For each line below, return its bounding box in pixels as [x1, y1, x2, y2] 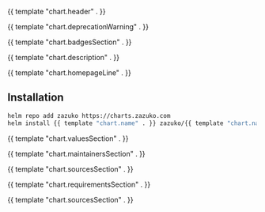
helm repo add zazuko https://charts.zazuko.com [7, 112, 171, 119]
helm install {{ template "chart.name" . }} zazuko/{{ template [7, 119, 224, 127]
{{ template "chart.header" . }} [7, 7, 106, 16]
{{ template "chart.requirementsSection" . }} [7, 180, 151, 189]
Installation [7, 91, 64, 104]
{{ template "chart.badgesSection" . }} [7, 37, 132, 47]
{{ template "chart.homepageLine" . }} [7, 68, 131, 78]
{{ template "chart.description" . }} [7, 53, 120, 62]
